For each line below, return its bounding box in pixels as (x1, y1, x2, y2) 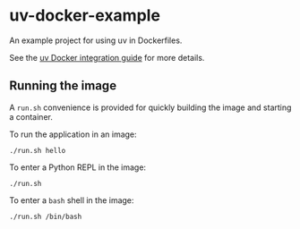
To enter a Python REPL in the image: (9, 162, 146, 173)
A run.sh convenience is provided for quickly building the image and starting (9, 102, 292, 113)
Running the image (9, 78, 117, 94)
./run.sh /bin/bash (9, 212, 82, 221)
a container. (9, 111, 54, 122)
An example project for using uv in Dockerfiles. (9, 35, 183, 46)
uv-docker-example (9, 5, 161, 26)
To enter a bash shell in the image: (9, 194, 134, 206)
